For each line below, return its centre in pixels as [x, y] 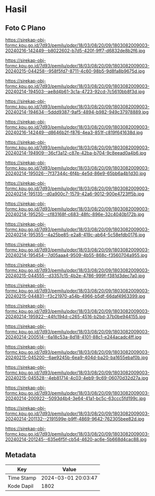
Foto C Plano [25, 28]
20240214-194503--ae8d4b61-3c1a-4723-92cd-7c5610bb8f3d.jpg [75, 91]
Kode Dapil [21, 486]
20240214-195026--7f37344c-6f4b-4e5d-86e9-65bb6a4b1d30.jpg [76, 173]
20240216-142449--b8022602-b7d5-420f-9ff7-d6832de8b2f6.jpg [75, 51]
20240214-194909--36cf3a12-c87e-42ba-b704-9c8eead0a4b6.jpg [76, 153]
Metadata [21, 455]
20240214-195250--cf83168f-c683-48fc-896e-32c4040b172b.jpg [75, 214]
